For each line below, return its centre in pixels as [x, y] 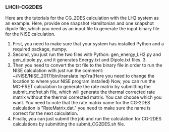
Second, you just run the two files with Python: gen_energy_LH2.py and [87, 54]
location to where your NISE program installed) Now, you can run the [84, 81]
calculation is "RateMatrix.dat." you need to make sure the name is [81, 108]
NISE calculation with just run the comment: [58, 71]
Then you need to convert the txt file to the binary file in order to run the [87, 65]
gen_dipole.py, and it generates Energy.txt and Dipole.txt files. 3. [80, 60]
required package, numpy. [40, 49]
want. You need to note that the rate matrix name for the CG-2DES [81, 103]
